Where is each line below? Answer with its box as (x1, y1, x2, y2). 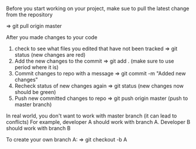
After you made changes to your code (6, 34, 98, 40)
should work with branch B (6, 125, 71, 131)
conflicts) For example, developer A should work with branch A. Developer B (6, 119, 191, 125)
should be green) (14, 89, 57, 95)
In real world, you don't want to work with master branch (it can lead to (6, 112, 177, 119)
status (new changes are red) (14, 51, 86, 58)
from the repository (6, 11, 53, 18)
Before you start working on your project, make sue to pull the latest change (6, 5, 190, 12)
